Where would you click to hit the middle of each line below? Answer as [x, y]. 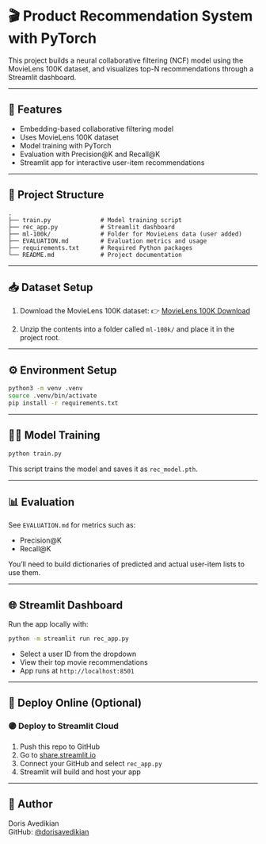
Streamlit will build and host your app [80, 772]
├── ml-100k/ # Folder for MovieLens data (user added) [125, 234]
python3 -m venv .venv [46, 389]
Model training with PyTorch [66, 145]
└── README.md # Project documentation [95, 255]
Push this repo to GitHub [60, 746]
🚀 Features [35, 110]
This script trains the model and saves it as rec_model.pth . [103, 469]
